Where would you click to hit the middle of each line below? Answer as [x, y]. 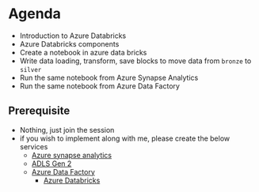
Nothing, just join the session [67, 130]
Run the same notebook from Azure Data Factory [100, 86]
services [34, 146]
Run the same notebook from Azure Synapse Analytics [109, 77]
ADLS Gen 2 [51, 164]
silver [30, 70]
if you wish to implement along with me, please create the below [125, 138]
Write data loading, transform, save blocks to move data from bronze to [135, 61]
